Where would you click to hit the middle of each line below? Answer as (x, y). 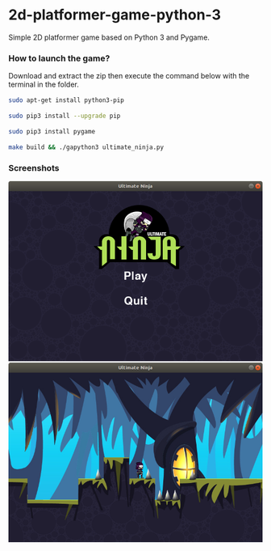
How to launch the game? (59, 58)
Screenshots (34, 167)
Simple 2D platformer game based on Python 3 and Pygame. (109, 37)
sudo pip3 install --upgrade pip (65, 116)
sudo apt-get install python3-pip (67, 100)
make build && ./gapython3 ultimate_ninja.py (86, 147)
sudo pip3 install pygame (52, 131)
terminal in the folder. (44, 85)
